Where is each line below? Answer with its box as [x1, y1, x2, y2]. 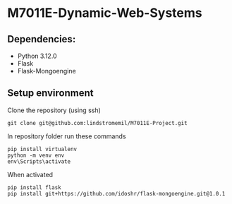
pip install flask [7, 184, 61, 191]
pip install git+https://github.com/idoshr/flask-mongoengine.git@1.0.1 [7, 190, 226, 197]
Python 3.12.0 [17, 52, 58, 60]
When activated [7, 170, 54, 179]
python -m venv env [7, 152, 65, 159]
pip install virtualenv [7, 145, 78, 152]
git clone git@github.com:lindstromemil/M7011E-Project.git [7, 119, 188, 126]
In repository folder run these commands [7, 132, 126, 140]
